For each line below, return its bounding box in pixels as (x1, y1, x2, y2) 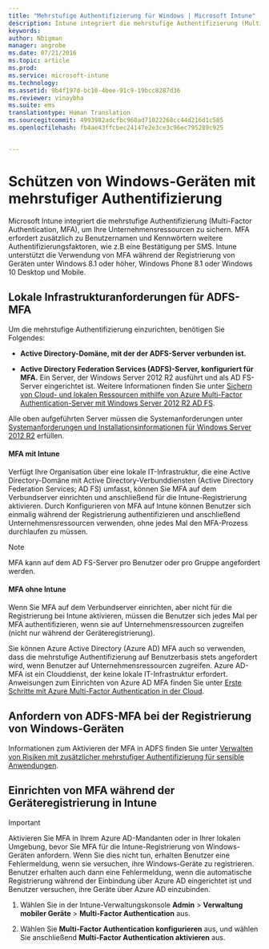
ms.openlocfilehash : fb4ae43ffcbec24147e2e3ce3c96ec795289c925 (8, 124, 224, 132)
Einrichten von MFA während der (8, 784, 175, 797)
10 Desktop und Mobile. (8, 267, 86, 277)
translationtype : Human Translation (8, 109, 130, 117)
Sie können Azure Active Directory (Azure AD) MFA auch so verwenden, (8, 643, 246, 653)
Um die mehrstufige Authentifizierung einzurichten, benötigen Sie (8, 324, 226, 334)
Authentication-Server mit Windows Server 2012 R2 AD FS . (19, 398, 215, 408)
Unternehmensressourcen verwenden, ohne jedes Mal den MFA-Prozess (8, 518, 248, 527)
